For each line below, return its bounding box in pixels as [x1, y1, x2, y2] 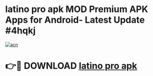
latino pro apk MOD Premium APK [5, 4, 148, 15]
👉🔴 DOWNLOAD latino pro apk [5, 60, 137, 71]
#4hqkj [5, 25, 36, 36]
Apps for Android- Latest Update [5, 14, 145, 26]
